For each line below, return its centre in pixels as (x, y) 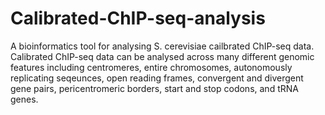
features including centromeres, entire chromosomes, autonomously (151, 67)
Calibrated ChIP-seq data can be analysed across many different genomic (162, 56)
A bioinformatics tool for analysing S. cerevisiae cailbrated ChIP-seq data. (162, 46)
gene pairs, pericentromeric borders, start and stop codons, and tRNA (154, 88)
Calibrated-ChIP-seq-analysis (138, 18)
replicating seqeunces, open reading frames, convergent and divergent (157, 78)
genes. (24, 99)
